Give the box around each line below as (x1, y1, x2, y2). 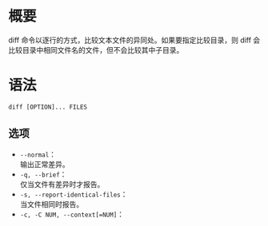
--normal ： (19, 149, 57, 159)
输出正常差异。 (19, 159, 70, 169)
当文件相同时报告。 (19, 199, 84, 208)
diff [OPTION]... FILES (8, 103, 88, 111)
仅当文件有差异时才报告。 (19, 179, 105, 188)
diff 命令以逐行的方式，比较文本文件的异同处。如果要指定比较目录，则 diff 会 (8, 35, 261, 45)
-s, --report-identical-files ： (19, 189, 128, 199)
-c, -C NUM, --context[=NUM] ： (19, 209, 125, 219)
